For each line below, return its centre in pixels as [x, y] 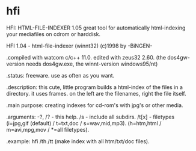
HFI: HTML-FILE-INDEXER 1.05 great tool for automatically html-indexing [96, 28]
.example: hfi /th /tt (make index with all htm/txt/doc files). [78, 141]
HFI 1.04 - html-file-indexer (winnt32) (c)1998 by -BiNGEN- [79, 46]
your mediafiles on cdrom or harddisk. [54, 34]
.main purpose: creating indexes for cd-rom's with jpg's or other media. [95, 105]
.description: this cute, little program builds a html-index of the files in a [95, 87]
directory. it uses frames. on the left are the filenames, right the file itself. [96, 93]
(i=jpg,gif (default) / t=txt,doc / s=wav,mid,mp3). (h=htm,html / [84, 123]
